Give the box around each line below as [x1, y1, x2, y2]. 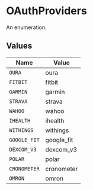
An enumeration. [6, 24, 47, 31]
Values [6, 41, 33, 51]
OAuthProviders [6, 4, 87, 18]
